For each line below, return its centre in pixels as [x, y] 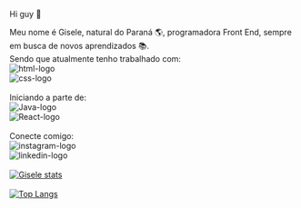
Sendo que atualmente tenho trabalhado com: [95, 59]
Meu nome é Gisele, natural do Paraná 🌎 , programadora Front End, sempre [151, 32]
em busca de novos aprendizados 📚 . [80, 46]
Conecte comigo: [42, 136]
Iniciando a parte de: [48, 97]
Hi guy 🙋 [25, 14]
